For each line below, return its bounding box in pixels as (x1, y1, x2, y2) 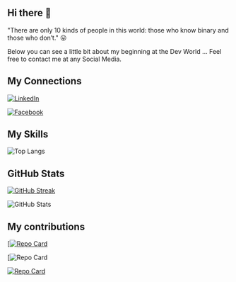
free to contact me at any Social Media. (7, 55, 122, 63)
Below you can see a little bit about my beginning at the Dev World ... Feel (7, 47, 222, 55)
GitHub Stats (7, 167, 65, 179)
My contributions (7, 220, 85, 232)
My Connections (7, 75, 82, 87)
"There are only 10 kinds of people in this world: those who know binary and (7, 26, 230, 34)
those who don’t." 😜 (7, 33, 67, 42)
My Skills (7, 128, 49, 140)
